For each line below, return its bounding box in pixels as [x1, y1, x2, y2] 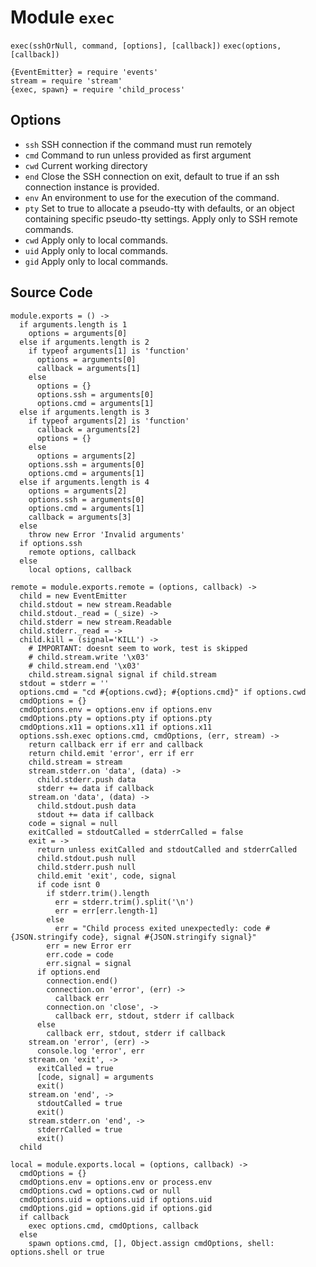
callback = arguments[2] [36, 424, 141, 435]
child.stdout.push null [36, 853, 137, 863]
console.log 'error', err [36, 1046, 145, 1056]
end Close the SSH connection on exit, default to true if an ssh [24, 170, 280, 182]
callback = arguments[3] [28, 512, 132, 522]
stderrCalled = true [36, 1124, 123, 1135]
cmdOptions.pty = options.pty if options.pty [19, 713, 213, 723]
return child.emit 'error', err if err [28, 748, 195, 758]
